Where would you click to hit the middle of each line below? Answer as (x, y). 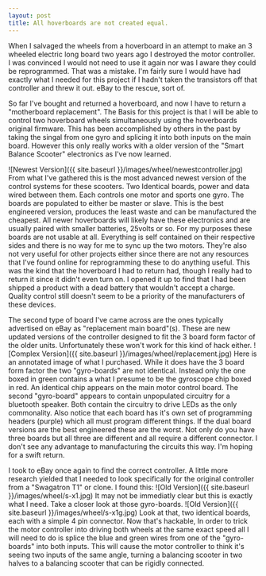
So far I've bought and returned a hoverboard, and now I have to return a (127, 103)
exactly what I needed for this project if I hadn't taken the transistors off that (133, 79)
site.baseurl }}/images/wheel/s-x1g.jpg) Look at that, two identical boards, (129, 512)
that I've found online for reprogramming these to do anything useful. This (129, 262)
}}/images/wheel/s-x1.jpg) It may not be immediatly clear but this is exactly (131, 495)
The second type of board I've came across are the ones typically (116, 319)
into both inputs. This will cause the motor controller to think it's (140, 546)
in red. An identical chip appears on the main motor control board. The (123, 387)
